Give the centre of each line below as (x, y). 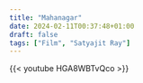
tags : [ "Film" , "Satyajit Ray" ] (70, 43)
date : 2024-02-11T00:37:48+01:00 (72, 26)
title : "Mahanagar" (46, 18)
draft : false (34, 34)
